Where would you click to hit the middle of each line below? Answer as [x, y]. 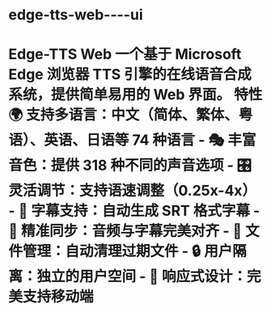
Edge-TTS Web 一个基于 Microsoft [125, 55]
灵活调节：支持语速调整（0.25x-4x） [133, 191]
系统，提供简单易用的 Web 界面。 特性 [135, 95]
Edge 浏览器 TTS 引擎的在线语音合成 [130, 75]
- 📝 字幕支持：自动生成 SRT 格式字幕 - [134, 211]
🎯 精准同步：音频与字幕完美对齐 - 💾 [125, 231]
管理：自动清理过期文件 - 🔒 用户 [128, 251]
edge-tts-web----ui [76, 15]
